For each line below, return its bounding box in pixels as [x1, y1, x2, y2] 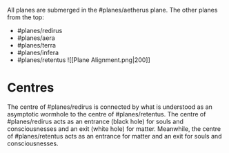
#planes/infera [17, 48, 59, 57]
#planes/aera [17, 34, 55, 42]
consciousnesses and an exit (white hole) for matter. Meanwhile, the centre [7, 124, 221, 133]
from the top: [7, 13, 45, 21]
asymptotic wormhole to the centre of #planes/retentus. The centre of [7, 110, 206, 118]
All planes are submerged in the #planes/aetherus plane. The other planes [7, 6, 218, 14]
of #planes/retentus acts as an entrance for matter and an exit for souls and [7, 132, 222, 140]
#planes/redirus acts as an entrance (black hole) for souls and [7, 117, 184, 125]
